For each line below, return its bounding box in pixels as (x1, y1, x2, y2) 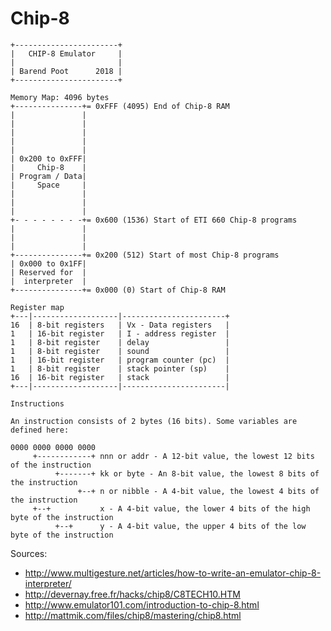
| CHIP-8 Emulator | (10, 48, 123, 59)
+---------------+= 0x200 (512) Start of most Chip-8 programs (10, 250, 280, 260)
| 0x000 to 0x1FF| (10, 258, 87, 269)
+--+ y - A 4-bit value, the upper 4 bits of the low (54, 521, 307, 531)
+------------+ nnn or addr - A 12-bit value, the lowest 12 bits (32, 451, 315, 461)
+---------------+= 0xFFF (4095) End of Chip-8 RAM (10, 101, 230, 111)
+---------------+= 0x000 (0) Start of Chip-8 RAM (10, 285, 226, 295)
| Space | (10, 180, 87, 190)
